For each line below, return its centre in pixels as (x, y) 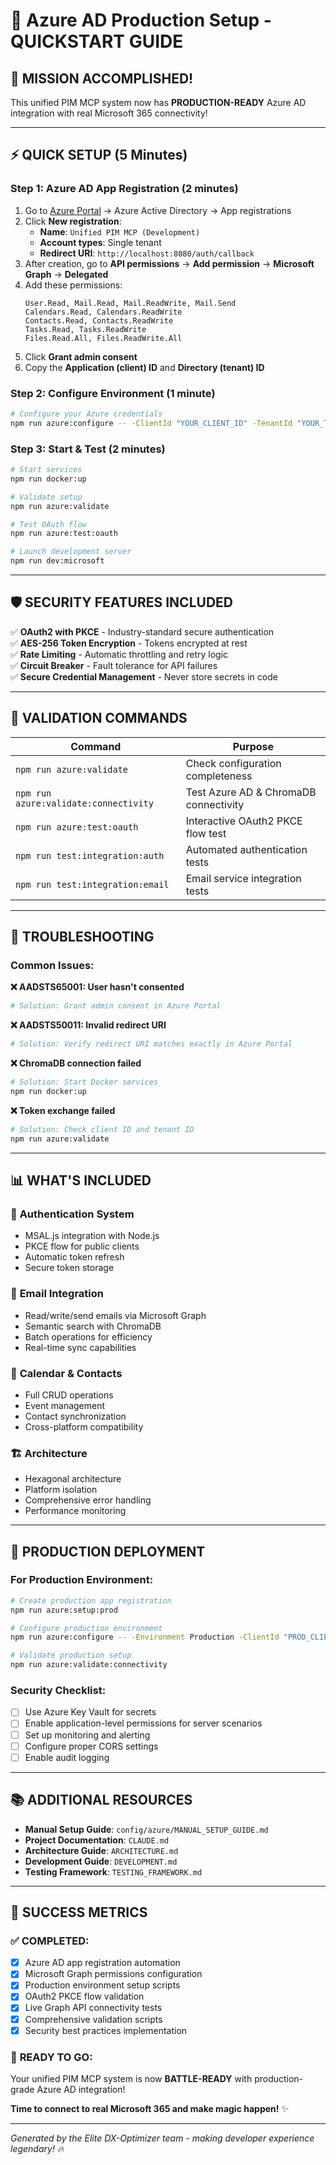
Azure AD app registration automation (102, 1963)
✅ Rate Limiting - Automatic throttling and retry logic (119, 654)
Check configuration (233, 763)
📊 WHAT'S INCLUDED (81, 1180)
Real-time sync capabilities (80, 1347)
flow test (206, 833)
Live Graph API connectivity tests (93, 2008)
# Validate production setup (71, 1655)
